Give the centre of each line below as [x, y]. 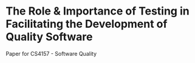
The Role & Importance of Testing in [97, 11]
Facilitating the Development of [87, 24]
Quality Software [49, 37]
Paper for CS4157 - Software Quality [51, 53]
